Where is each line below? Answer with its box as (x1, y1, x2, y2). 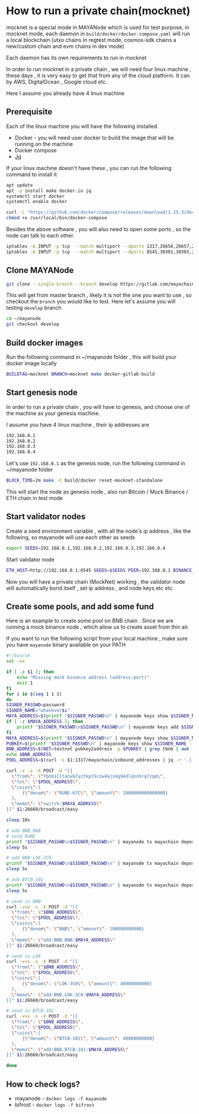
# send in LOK (6, 953, 41, 959)
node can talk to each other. (6, 232, 75, 239)
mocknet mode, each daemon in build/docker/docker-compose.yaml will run (6, 30, 191, 37)
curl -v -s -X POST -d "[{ (6, 768, 73, 774)
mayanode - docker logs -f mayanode (14, 1095, 107, 1102)
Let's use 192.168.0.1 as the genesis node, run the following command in (6, 460, 185, 467)
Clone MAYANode (6, 265, 74, 276)
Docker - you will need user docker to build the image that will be (14, 134, 174, 141)
